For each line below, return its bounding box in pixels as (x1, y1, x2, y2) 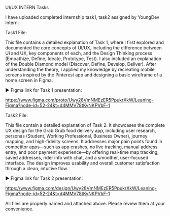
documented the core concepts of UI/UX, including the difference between (5, 45, 162, 50)
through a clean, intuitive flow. (5, 166, 69, 171)
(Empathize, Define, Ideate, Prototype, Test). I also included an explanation (5, 56, 161, 62)
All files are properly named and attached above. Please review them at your (5, 201, 165, 206)
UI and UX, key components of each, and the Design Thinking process (5, 50, 153, 56)
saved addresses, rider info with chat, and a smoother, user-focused (5, 155, 149, 160)
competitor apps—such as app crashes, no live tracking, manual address (5, 144, 158, 150)
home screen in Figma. (5, 77, 53, 83)
